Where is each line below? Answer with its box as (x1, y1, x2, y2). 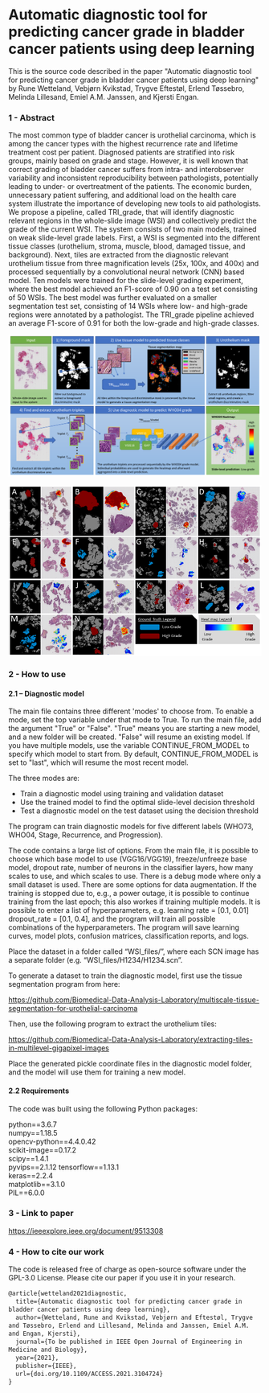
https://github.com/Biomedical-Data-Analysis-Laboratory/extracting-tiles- (8, 1035, 253, 1045)
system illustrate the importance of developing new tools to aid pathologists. (8, 199, 261, 208)
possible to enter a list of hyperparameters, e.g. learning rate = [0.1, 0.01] (8, 906, 249, 915)
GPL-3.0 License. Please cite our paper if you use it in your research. (8, 1273, 236, 1283)
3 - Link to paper (8, 1208, 74, 1219)
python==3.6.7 (8, 1120, 58, 1129)
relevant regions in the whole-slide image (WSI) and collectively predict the (8, 216, 257, 226)
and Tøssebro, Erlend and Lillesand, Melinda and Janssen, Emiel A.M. (8, 1321, 250, 1330)
